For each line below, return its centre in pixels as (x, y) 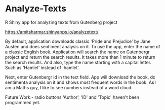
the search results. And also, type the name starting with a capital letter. (78, 62)
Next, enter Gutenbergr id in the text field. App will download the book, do (80, 77)
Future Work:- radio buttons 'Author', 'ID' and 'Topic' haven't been (72, 97)
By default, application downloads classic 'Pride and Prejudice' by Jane (78, 41)
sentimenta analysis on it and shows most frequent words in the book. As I (81, 82)
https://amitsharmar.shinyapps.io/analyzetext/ (52, 32)
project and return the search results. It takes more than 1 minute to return (80, 57)
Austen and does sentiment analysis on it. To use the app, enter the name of (83, 46)
